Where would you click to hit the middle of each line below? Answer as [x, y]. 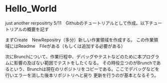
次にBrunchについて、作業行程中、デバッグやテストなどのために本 [74, 56]
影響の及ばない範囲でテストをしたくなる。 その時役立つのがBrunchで [85, 63]
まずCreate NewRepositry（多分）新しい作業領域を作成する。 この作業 [80, 40]
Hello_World [31, 9]
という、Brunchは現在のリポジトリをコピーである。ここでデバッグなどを [84, 69]
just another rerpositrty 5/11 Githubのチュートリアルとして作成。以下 [77, 23]
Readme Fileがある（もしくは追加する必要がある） [72, 46]
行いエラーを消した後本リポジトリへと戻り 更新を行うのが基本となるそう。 [82, 75]
